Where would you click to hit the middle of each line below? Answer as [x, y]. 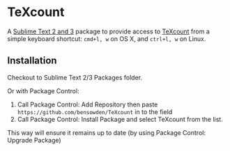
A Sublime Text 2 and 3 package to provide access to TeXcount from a [109, 31]
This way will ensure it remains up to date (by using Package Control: [106, 132]
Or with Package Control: [43, 90]
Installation [32, 61]
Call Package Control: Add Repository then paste [87, 104]
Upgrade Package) [34, 140]
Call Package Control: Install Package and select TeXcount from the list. [120, 119]
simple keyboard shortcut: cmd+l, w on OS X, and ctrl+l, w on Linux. [107, 38]
